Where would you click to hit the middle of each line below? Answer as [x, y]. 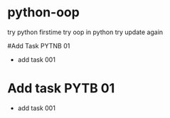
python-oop [43, 12]
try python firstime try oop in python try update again [85, 32]
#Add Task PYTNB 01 [39, 45]
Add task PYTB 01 [61, 88]
